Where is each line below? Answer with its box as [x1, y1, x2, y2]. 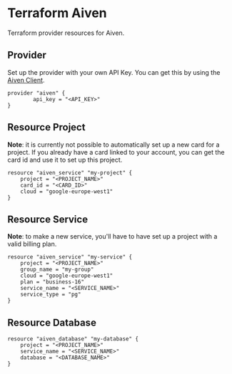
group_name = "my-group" [20, 266, 94, 274]
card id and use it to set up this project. [7, 155, 123, 164]
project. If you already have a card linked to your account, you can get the [7, 147, 225, 156]
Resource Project [7, 121, 86, 133]
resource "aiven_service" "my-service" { [7, 254, 133, 261]
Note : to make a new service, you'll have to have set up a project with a [7, 232, 218, 241]
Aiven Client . [7, 76, 45, 84]
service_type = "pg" [20, 291, 81, 298]
